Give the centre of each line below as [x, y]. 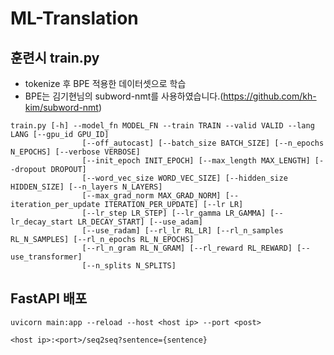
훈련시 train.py [55, 57]
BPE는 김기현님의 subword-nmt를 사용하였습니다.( [124, 96]
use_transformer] [46, 257]
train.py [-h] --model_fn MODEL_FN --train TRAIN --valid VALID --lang [162, 126]
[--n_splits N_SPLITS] [129, 266]
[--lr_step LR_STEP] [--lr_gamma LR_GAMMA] [174, 213]
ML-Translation [74, 18]
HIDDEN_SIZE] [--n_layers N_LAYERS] [86, 187]
